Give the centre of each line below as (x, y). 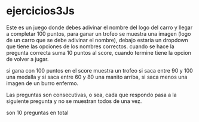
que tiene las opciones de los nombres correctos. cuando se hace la (90, 46)
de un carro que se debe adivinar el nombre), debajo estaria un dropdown (97, 40)
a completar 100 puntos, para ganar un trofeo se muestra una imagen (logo (99, 33)
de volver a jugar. (27, 59)
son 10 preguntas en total (37, 112)
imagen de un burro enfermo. (42, 83)
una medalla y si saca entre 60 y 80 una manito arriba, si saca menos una (97, 77)
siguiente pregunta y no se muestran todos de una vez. (74, 101)
